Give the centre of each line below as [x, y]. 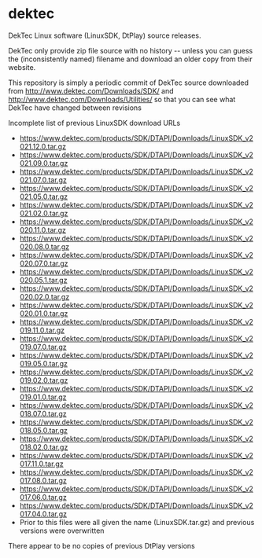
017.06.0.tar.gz [43, 497]
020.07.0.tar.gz [44, 263]
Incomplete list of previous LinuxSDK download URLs [94, 123]
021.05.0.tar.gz [44, 196]
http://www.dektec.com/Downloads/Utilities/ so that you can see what [122, 99]
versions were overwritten [62, 530]
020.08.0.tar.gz [44, 246]
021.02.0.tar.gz [44, 213]
